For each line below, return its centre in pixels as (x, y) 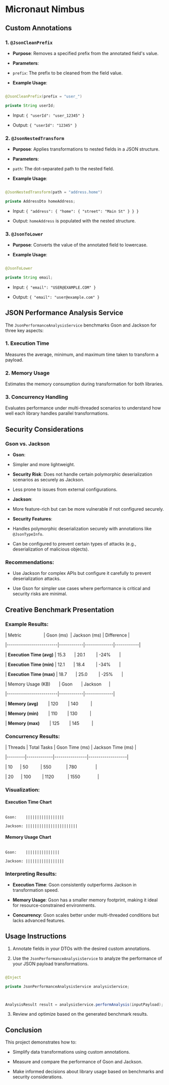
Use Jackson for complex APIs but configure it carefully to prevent (82, 573)
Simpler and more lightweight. (44, 465)
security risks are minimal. (40, 594)
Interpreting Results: (31, 874)
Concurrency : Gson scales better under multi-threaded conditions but (86, 915)
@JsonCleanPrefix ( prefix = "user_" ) (44, 96)
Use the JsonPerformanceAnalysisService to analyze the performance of (87, 958)
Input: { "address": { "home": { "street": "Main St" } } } (76, 211)
